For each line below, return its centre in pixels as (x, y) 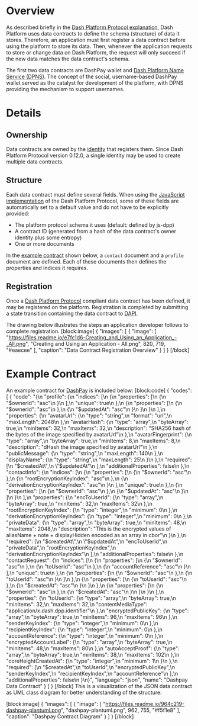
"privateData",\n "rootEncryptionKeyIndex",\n (61, 547)
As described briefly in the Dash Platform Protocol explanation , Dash (90, 27)
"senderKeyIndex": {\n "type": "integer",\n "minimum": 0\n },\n (82, 623)
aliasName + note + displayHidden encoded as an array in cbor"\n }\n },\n (96, 535)
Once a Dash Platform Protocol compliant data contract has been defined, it (98, 301)
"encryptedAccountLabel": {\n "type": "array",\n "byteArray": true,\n (89, 642)
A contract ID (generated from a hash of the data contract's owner (95, 231)
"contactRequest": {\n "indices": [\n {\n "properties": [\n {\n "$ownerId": (94, 560)
